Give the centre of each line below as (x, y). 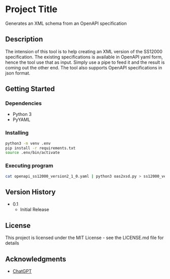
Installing (17, 133)
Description (24, 39)
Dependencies (24, 103)
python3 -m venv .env (28, 143)
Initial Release (35, 210)
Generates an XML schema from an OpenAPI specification (66, 23)
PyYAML (21, 119)
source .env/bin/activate (32, 153)
